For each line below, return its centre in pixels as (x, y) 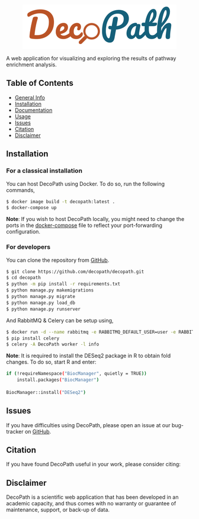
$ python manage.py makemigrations (50, 290)
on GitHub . (38, 431)
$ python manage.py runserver (44, 309)
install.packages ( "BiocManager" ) (58, 380)
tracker (15, 431)
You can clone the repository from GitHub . (58, 260)
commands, (21, 190)
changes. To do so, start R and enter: (51, 362)
